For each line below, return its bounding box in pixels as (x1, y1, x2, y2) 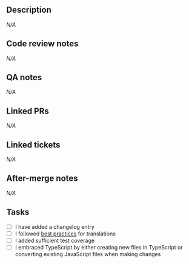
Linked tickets (6, 140, 61, 150)
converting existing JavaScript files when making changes (15, 250, 161, 257)
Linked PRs (6, 106, 50, 116)
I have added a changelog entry (15, 223, 95, 230)
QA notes (6, 72, 42, 83)
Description (6, 5, 51, 15)
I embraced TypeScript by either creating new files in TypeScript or (15, 243, 183, 251)
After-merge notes (6, 173, 78, 184)
